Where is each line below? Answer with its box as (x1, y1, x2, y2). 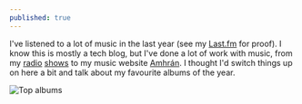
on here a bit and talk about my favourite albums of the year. (9, 67, 236, 78)
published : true (9, 13, 71, 23)
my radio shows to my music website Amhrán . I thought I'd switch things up (9, 57, 293, 68)
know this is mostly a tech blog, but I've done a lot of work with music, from (9, 47, 293, 59)
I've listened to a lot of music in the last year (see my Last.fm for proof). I (9, 38, 282, 49)
